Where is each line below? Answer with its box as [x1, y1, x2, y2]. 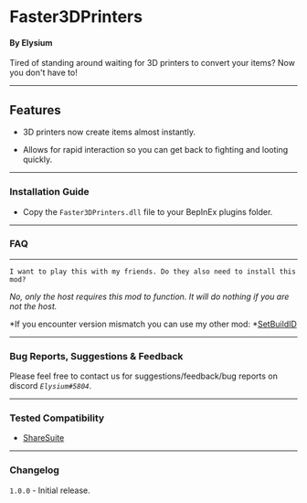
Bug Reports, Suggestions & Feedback [9, 349, 184, 362]
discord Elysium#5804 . [9, 380, 92, 391]
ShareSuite [22, 433, 65, 444]
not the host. [9, 300, 58, 312]
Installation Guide [9, 186, 90, 198]
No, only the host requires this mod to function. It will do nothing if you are [9, 291, 290, 302]
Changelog [9, 464, 59, 476]
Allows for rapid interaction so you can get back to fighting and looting [22, 144, 289, 155]
